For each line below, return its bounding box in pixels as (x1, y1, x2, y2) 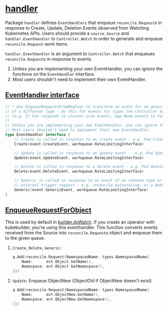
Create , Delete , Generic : (12, 245, 61, 251)
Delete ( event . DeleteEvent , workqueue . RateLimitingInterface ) (14, 169, 144, 174)
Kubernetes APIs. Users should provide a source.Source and (5, 30, 129, 36)
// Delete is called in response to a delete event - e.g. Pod (14, 164, 149, 170)
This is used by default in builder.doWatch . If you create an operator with (5, 219, 155, 225)
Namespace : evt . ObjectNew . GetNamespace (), (21, 296, 111, 301)
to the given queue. (5, 235, 45, 241)
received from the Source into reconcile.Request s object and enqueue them (5, 230, 162, 236)
